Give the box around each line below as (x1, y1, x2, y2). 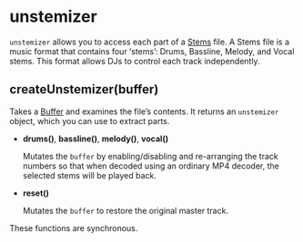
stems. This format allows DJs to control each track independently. (9, 55, 261, 66)
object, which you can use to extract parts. (9, 115, 170, 126)
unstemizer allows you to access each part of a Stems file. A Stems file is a (9, 36, 289, 47)
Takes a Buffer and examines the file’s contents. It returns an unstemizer (9, 106, 279, 117)
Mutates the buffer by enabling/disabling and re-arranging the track (22, 150, 279, 161)
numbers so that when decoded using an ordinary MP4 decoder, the (22, 160, 279, 171)
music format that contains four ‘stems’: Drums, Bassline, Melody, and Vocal (9, 45, 295, 56)
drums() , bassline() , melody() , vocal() (22, 133, 169, 144)
